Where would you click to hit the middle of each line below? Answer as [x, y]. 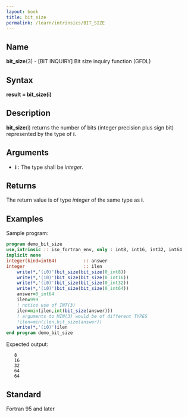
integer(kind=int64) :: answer [57, 261]
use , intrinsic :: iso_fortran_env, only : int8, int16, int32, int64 [94, 250]
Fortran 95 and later [31, 409]
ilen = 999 [28, 299]
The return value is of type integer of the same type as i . [75, 200]
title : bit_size [26, 17]
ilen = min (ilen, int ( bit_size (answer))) [65, 311]
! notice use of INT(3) [46, 305]
